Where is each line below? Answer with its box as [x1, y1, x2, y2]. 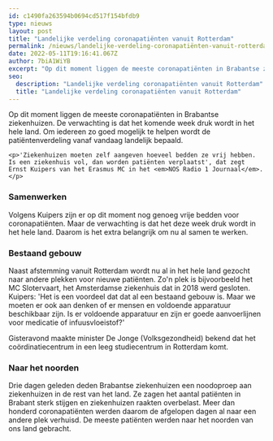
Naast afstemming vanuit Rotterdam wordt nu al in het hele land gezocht [8, 266, 250, 275]
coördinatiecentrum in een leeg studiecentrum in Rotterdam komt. [8, 342, 229, 352]
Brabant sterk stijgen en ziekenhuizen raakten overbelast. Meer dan [8, 398, 236, 408]
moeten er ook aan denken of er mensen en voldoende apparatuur [8, 300, 232, 309]
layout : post [8, 27, 53, 35]
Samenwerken [8, 192, 67, 203]
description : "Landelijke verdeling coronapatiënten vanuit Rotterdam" [15, 80, 264, 88]
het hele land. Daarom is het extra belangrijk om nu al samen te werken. [8, 227, 249, 236]
